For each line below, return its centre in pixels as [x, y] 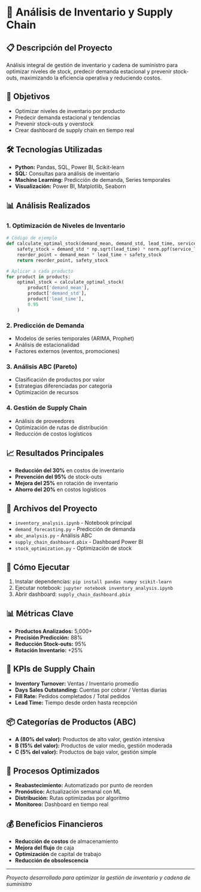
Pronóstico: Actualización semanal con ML [68, 791]
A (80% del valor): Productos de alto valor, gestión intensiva [90, 739]
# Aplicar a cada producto [40, 271]
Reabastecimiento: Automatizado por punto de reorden [84, 786]
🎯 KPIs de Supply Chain [51, 669]
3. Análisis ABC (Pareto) [42, 366]
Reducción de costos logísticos [54, 434]
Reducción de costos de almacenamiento [66, 841]
